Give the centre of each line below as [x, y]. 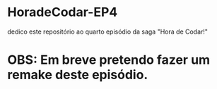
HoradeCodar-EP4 [63, 12]
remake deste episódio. [78, 75]
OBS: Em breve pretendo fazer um [109, 60]
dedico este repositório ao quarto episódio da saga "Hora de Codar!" [108, 32]
